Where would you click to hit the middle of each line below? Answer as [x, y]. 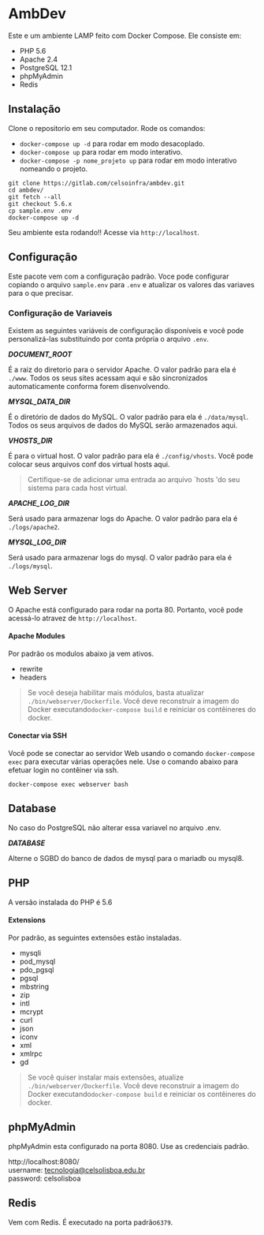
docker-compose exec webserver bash [68, 785]
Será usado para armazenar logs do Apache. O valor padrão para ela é [123, 518]
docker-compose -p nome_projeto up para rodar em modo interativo [128, 160]
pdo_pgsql [37, 969]
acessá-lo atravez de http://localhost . [73, 618]
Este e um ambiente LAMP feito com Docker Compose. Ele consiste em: [125, 36]
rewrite [31, 668]
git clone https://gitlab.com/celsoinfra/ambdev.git [97, 183]
